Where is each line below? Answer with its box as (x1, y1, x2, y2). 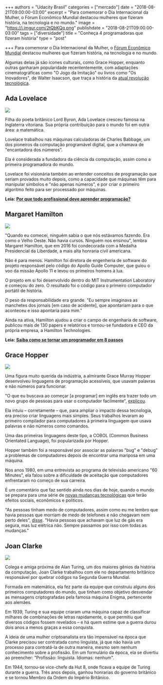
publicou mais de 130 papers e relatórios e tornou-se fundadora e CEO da (5, 322, 153, 328)
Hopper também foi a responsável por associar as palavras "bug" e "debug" (5, 447, 158, 453)
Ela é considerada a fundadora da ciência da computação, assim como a (5, 156, 151, 162)
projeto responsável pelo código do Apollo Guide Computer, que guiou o (5, 263, 150, 268)
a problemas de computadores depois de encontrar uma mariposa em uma (5, 452, 155, 459)
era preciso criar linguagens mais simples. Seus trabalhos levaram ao (5, 413, 145, 419)
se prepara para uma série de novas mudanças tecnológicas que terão (5, 492, 147, 498)
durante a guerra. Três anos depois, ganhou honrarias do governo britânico (5, 669, 157, 675)
